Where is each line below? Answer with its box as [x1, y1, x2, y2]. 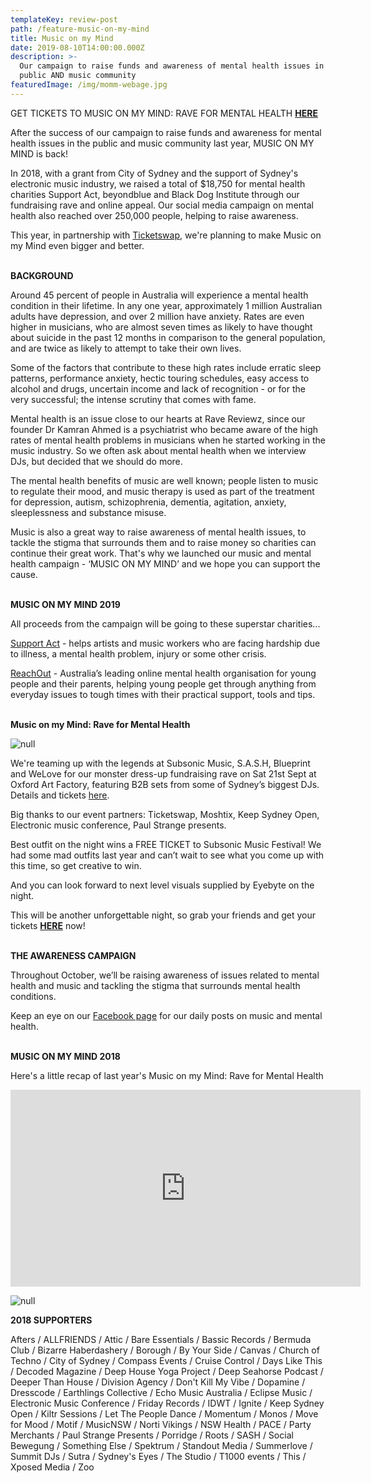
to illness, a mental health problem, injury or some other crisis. [10, 647, 267, 660]
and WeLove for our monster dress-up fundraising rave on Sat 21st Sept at [10, 767, 317, 780]
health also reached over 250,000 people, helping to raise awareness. [10, 209, 299, 221]
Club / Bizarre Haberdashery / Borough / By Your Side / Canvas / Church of [10, 1344, 320, 1356]
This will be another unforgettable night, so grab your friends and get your [10, 909, 316, 921]
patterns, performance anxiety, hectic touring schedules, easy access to [10, 372, 310, 384]
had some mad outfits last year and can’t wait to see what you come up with [10, 849, 325, 861]
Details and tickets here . [10, 789, 110, 801]
